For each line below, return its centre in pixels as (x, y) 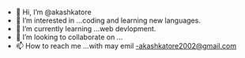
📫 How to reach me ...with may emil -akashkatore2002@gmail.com (126, 46)
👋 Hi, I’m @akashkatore (54, 12)
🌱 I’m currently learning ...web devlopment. (86, 29)
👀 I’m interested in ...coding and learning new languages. (108, 20)
